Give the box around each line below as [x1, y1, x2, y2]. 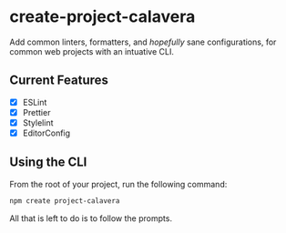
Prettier [22, 106, 51, 117]
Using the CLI [9, 155, 87, 170]
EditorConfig [22, 127, 71, 138]
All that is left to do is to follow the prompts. [9, 212, 173, 224]
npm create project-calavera [9, 196, 120, 206]
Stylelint [22, 116, 54, 128]
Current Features [9, 73, 109, 88]
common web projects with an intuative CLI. [9, 46, 175, 56]
